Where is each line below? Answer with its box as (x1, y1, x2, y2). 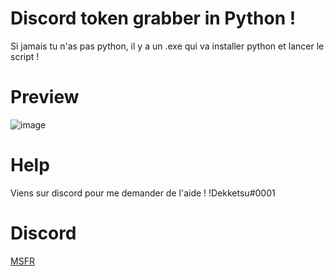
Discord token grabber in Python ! (10, 7, 297, 30)
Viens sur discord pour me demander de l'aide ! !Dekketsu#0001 (10, 187, 276, 199)
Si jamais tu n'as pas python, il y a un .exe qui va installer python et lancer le (10, 40, 325, 52)
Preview (10, 86, 80, 109)
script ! (10, 50, 40, 62)
